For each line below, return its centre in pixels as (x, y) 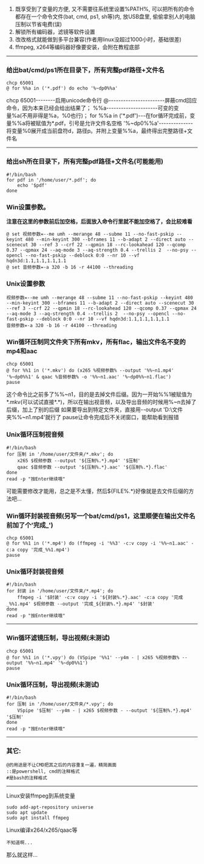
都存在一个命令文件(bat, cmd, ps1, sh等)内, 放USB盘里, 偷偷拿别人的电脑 (105, 16)
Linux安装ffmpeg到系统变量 (41, 796)
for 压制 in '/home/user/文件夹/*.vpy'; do (60, 704)
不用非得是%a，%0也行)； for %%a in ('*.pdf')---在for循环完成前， (106, 116)
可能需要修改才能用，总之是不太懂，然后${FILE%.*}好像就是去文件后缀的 (98, 491)
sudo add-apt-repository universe (50, 807)
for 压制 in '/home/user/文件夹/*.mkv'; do (60, 454)
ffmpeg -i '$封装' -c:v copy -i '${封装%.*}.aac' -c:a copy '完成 (100, 598)
